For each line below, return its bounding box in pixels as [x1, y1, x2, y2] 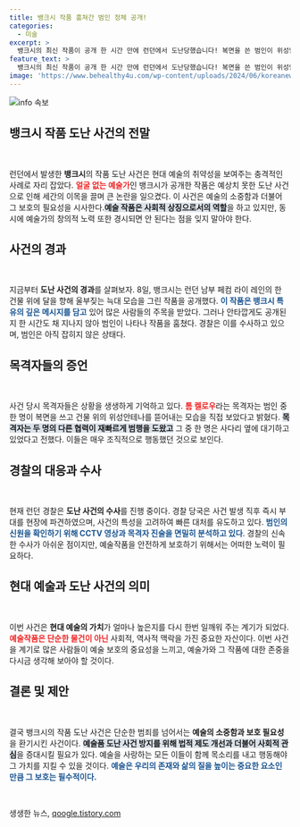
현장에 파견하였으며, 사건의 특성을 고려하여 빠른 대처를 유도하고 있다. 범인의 [25, 517, 288, 527]
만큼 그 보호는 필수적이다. [9, 771, 97, 782]
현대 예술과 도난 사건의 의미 [9, 578, 150, 595]
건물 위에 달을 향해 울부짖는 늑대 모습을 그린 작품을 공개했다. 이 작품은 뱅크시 [9, 296, 275, 307]
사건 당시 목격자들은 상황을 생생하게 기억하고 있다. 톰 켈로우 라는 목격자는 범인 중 [9, 401, 287, 411]
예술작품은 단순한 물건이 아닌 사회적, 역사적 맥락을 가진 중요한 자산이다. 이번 [9, 632, 272, 644]
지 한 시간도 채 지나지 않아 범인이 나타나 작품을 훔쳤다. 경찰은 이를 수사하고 [9, 318, 269, 329]
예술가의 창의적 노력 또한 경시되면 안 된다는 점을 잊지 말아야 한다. [25, 213, 252, 224]
